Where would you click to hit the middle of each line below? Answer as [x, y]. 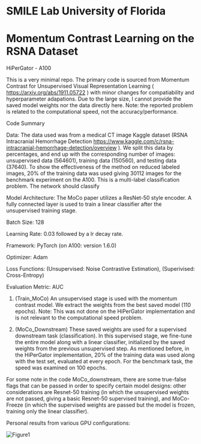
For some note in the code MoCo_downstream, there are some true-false [96, 380]
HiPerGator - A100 [29, 68]
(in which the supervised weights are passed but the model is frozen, [110, 405]
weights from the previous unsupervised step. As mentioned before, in [102, 349]
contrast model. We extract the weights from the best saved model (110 [103, 305]
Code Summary [25, 123]
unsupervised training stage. [42, 211]
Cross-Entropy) [25, 276]
